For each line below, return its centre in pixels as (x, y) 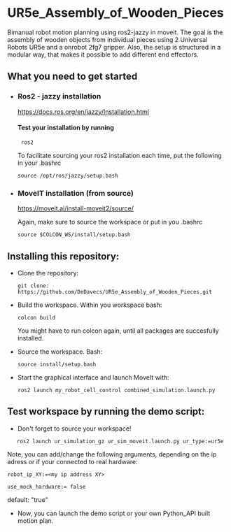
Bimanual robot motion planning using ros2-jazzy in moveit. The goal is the (115, 32)
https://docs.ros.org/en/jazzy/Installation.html (83, 112)
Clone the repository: (48, 273)
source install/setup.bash (57, 364)
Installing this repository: (63, 256)
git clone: (33, 286)
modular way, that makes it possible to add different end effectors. (103, 55)
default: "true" (28, 499)
